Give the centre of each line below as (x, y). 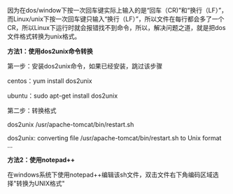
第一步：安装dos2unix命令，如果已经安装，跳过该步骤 (85, 66)
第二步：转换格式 (32, 111)
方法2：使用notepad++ (41, 160)
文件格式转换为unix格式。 (44, 36)
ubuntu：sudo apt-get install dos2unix (63, 96)
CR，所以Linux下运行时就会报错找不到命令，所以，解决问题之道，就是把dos (116, 28)
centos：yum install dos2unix (50, 81)
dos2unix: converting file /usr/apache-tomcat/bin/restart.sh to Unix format (114, 138)
